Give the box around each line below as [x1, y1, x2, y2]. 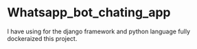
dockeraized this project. [7, 34, 78, 42]
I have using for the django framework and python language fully [7, 27, 191, 35]
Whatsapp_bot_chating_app [7, 5, 171, 20]
